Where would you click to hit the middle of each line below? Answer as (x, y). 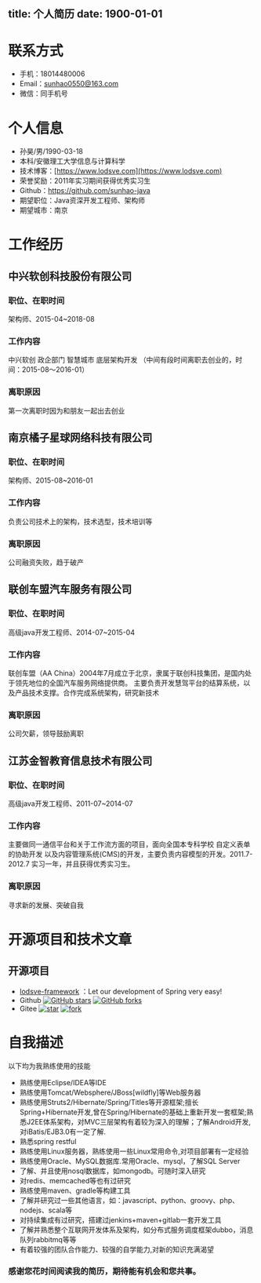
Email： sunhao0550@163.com (69, 84)
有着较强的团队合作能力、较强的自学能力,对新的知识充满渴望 (116, 1249)
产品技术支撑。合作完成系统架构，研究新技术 (87, 693)
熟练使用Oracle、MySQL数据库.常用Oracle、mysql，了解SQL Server (130, 1161)
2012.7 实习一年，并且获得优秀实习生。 (71, 864)
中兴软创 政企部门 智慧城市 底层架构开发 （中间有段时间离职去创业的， (122, 360)
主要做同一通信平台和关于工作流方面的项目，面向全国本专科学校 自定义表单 (129, 844)
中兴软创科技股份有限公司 (70, 276)
